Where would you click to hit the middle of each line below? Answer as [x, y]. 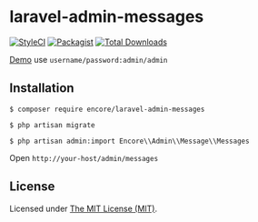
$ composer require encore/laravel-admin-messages [107, 109]
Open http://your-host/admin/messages [84, 157]
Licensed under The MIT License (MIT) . [84, 208]
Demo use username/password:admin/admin [89, 59]
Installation [42, 88]
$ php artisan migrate [52, 125]
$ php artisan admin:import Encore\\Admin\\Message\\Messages [129, 141]
